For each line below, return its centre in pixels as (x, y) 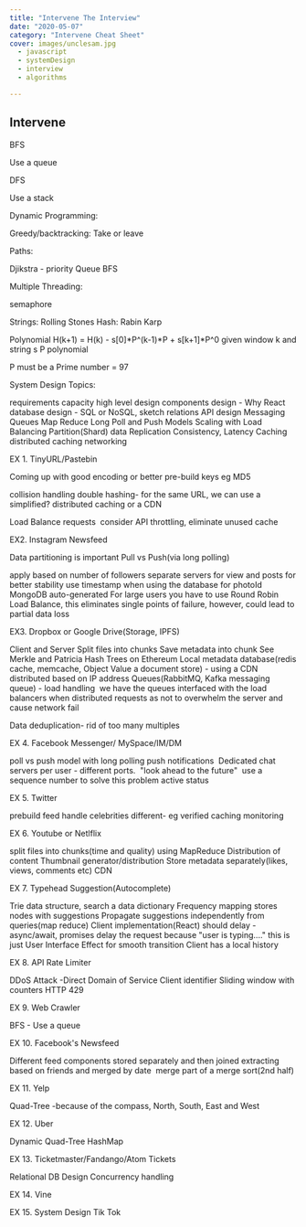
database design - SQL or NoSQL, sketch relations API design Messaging (148, 411)
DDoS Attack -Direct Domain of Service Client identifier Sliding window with (152, 980)
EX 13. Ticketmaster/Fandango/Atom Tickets (93, 1158)
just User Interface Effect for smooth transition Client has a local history (144, 944)
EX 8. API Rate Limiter (50, 962)
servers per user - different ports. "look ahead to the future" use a (136, 770)
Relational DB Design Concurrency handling (92, 1177)
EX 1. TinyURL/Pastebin (53, 459)
